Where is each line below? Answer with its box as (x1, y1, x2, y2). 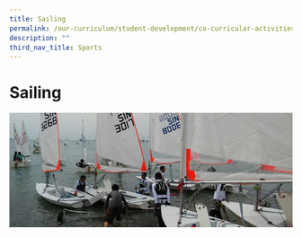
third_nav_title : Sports (9, 43, 102, 52)
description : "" (9, 33, 70, 42)
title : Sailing (9, 14, 67, 23)
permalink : (9, 23, 50, 33)
